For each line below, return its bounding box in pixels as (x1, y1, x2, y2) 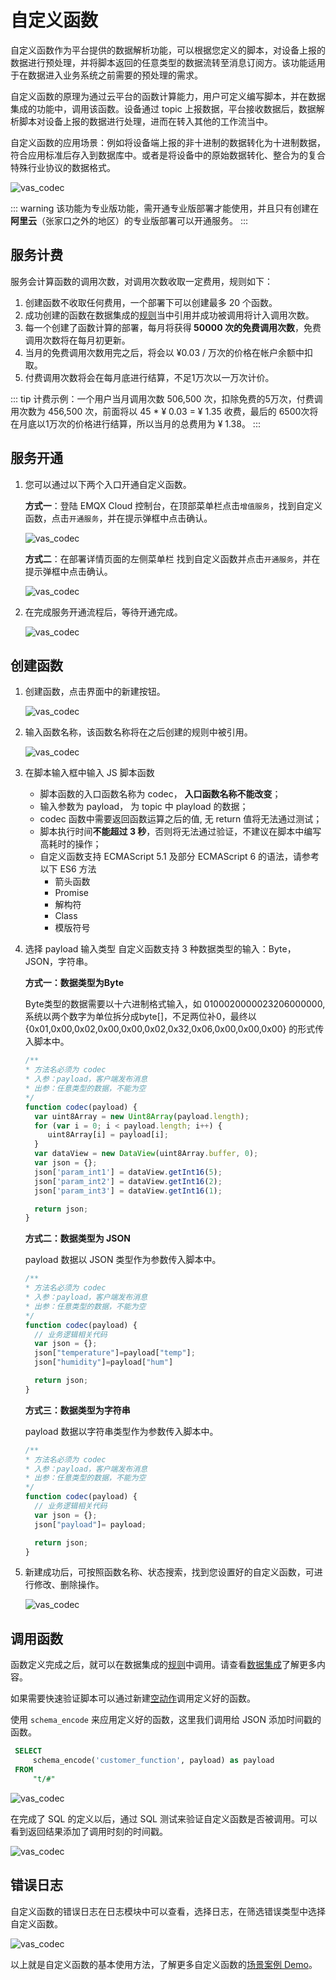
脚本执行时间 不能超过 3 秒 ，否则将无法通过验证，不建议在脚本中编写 (39, 826, 322, 838)
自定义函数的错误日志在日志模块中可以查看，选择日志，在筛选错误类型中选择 (10, 1905, 326, 1917)
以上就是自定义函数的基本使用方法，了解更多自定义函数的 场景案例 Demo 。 (10, 1958, 318, 1970)
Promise (54, 887, 89, 899)
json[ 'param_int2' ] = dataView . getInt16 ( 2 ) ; (34, 1176, 223, 1186)
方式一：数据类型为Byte (24, 977, 125, 989)
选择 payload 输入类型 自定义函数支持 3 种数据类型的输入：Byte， (24, 943, 297, 955)
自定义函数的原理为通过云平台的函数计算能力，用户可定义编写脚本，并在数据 (10, 90, 326, 102)
